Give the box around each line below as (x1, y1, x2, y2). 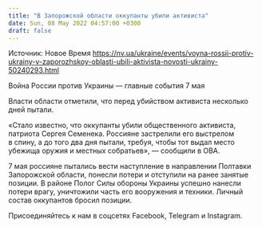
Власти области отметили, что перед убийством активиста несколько (8, 97, 249, 106)
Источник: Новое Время (8, 49, 91, 58)
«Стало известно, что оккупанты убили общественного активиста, (8, 121, 236, 130)
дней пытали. (8, 105, 54, 114)
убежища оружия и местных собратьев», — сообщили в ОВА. (8, 146, 220, 156)
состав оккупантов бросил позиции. (8, 195, 133, 205)
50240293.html (8, 66, 60, 75)
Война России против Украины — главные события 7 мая (8, 81, 205, 90)
